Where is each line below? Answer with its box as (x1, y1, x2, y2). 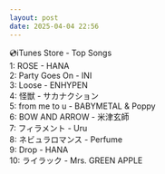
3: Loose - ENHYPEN (9, 79, 88, 91)
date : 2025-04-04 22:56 (9, 22, 100, 31)
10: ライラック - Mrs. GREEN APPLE (9, 155, 143, 166)
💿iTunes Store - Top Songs (9, 47, 112, 58)
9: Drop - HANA (9, 144, 69, 155)
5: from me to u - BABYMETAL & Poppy (9, 101, 156, 111)
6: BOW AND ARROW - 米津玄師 (9, 111, 130, 122)
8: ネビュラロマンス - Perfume (9, 133, 123, 145)
